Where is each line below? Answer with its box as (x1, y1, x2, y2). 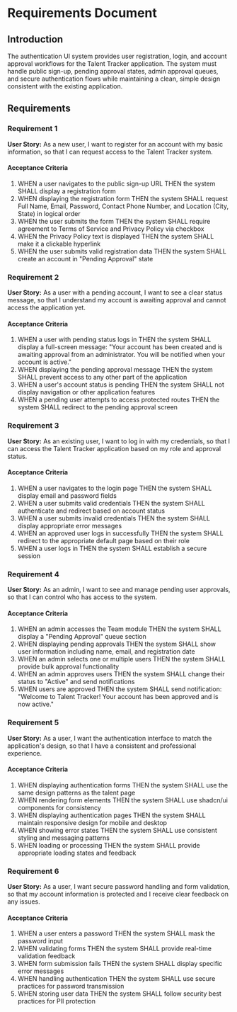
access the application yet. (7, 303, 86, 312)
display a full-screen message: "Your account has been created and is (17, 343, 223, 351)
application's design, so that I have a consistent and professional (7, 741, 197, 750)
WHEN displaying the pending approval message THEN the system (17, 365, 214, 374)
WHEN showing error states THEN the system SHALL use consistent (17, 826, 218, 834)
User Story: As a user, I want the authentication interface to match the (7, 734, 212, 742)
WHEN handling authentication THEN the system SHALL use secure (17, 974, 216, 983)
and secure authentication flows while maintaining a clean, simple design (7, 74, 221, 83)
